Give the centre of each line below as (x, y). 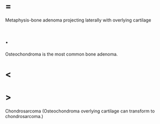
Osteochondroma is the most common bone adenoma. (61, 54)
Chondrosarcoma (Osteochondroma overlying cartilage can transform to (80, 111)
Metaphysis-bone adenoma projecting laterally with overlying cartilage (78, 20)
